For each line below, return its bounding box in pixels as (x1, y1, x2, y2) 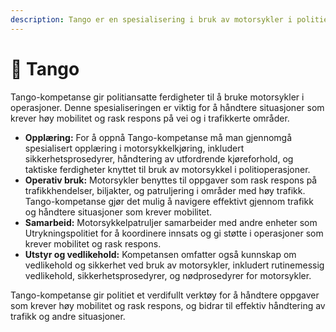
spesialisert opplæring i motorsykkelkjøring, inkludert (24, 142, 245, 154)
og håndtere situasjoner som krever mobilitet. (24, 206, 213, 218)
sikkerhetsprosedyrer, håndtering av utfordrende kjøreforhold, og (24, 152, 294, 165)
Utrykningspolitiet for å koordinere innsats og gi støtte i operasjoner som (24, 227, 324, 239)
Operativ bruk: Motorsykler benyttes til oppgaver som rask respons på (24, 174, 318, 186)
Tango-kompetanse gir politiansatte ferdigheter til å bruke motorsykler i (10, 91, 305, 103)
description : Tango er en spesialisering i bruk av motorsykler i (10, 14, 293, 25)
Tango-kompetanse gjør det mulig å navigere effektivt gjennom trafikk (24, 195, 314, 207)
